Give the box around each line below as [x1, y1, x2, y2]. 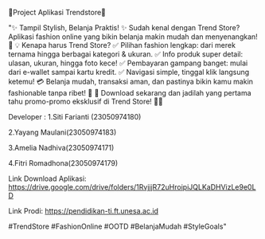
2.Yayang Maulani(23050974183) [8, 127, 117, 137]
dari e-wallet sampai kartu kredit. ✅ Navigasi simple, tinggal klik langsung [8, 68, 250, 76]
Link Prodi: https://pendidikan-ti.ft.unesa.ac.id [8, 206, 159, 215]
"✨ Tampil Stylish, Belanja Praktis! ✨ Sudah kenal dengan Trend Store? [8, 23, 240, 32]
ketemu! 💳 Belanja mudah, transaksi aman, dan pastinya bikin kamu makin [8, 76, 253, 86]
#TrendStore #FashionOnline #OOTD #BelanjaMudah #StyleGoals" [8, 221, 227, 231]
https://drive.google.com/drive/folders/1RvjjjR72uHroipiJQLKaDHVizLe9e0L [8, 182, 256, 191]
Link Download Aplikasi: [8, 174, 87, 183]
